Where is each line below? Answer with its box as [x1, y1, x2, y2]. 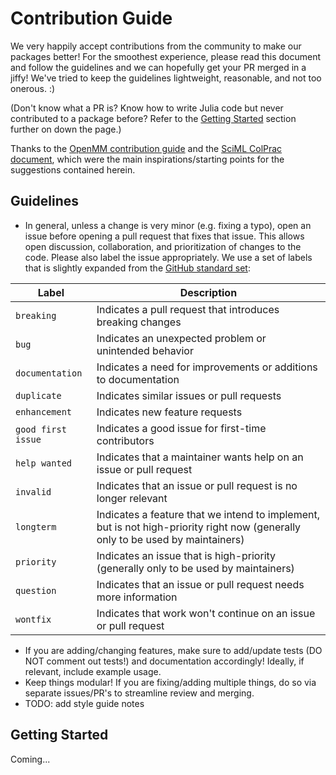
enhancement [15, 406, 73, 417]
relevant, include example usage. [24, 665, 162, 677]
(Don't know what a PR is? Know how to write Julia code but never [10, 102, 284, 114]
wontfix [15, 613, 52, 625]
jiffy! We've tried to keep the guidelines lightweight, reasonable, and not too [10, 72, 322, 84]
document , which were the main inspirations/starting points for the [10, 153, 285, 165]
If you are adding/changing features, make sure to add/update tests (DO [24, 644, 323, 656]
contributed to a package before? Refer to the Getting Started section [10, 112, 297, 124]
